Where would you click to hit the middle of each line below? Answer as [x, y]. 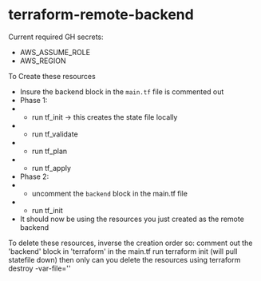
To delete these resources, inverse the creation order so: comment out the [130, 243]
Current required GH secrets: [56, 37]
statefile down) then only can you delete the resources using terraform [125, 259]
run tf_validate [55, 134]
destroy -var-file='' [40, 268]
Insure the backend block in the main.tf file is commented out [122, 91]
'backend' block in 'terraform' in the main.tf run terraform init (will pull [123, 251]
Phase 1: [34, 100]
